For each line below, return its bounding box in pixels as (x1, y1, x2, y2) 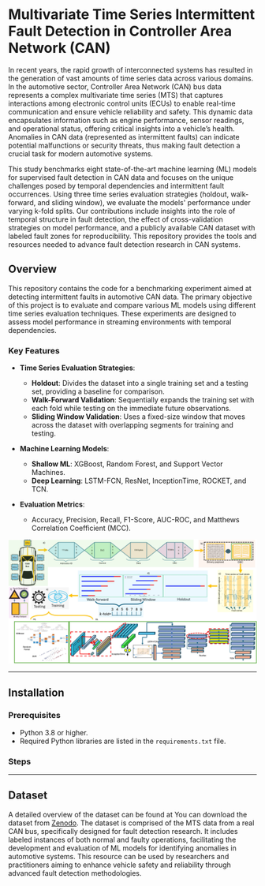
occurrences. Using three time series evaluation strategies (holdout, (8, 189, 230, 199)
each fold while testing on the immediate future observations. (31, 404, 231, 413)
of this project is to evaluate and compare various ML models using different (8, 300, 256, 309)
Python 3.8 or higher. (19, 727, 88, 737)
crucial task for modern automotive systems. (8, 148, 154, 159)
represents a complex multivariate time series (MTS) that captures (8, 90, 223, 99)
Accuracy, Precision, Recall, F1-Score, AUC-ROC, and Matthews (31, 515, 240, 525)
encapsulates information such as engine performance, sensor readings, (8, 115, 244, 125)
